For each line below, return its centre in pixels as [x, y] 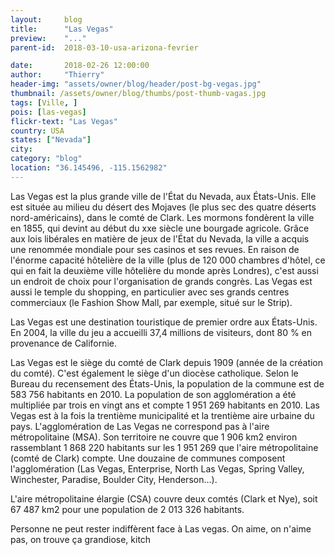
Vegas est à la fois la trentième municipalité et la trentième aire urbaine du [162, 415]
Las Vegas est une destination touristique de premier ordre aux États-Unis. [164, 322]
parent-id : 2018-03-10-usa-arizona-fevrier [104, 47]
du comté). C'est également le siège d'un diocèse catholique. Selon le [154, 373]
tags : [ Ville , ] [44, 102]
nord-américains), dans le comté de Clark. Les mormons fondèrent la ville [162, 217]
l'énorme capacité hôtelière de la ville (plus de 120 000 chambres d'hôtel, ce [168, 260]
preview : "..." [48, 38]
